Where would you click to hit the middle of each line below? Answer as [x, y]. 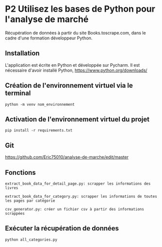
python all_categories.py [31, 240]
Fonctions [21, 172]
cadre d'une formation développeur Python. [49, 38]
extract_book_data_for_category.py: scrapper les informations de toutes [81, 196]
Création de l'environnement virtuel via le [69, 85]
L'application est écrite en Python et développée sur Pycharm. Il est [73, 65]
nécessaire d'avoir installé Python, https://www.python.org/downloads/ [76, 70]
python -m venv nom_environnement [40, 104]
